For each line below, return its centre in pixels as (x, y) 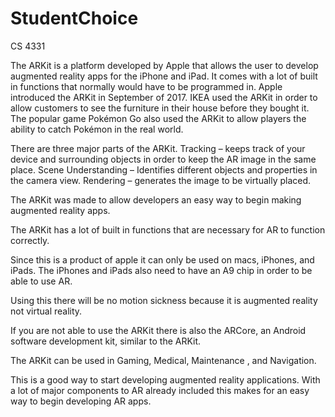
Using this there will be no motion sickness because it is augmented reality (164, 300)
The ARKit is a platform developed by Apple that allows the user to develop (164, 65)
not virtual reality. (46, 311)
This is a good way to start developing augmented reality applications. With (165, 379)
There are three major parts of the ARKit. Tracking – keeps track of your (158, 148)
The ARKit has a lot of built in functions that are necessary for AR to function (168, 229)
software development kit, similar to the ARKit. (106, 341)
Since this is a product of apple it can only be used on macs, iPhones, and (162, 259)
